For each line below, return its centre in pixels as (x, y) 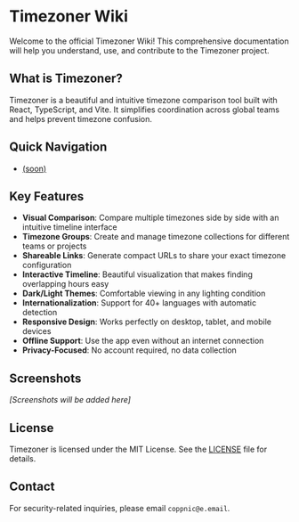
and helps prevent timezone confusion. (81, 118)
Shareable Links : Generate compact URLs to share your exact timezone (154, 256)
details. (23, 459)
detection (40, 313)
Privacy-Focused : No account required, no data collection (129, 350)
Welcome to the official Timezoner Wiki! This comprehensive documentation (149, 41)
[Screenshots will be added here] (70, 400)
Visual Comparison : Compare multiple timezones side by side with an (150, 218)
